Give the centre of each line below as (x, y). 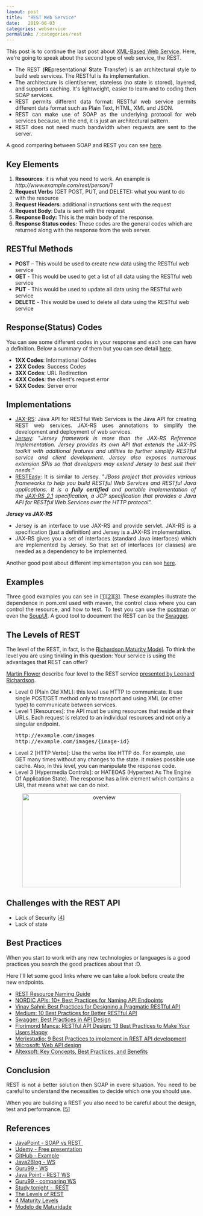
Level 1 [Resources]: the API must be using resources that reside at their (105, 711)
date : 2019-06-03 (31, 23)
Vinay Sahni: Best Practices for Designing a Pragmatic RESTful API (98, 1006)
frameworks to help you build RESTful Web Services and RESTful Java (105, 483)
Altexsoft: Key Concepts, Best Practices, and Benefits (81, 1051)
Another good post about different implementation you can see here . (91, 563)
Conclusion (28, 1070)
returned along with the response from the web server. (83, 230)
